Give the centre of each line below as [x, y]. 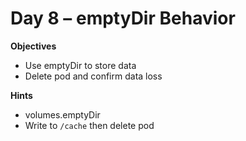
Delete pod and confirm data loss [93, 76]
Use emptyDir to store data [80, 65]
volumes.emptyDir [62, 114]
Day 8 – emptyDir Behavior [123, 18]
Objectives [33, 46]
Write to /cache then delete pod [89, 125]
